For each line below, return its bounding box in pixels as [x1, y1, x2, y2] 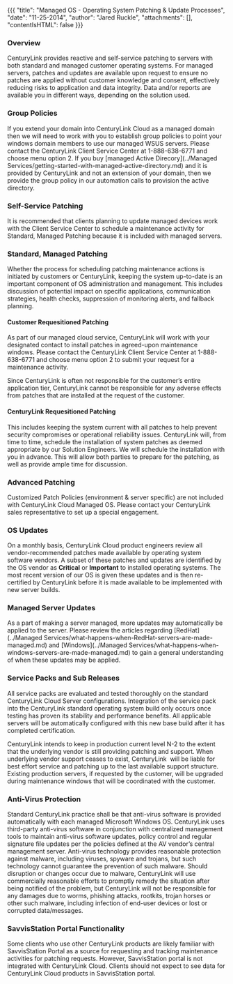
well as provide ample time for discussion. [7, 460, 128, 468]
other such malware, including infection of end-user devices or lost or [7, 899, 207, 907]
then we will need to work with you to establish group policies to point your [7, 132, 223, 140]
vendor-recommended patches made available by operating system [7, 549, 202, 557]
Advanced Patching [7, 477, 75, 487]
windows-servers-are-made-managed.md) [7, 649, 131, 657]
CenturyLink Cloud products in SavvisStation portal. [7, 969, 156, 978]
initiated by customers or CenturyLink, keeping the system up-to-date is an [7, 272, 223, 281]
